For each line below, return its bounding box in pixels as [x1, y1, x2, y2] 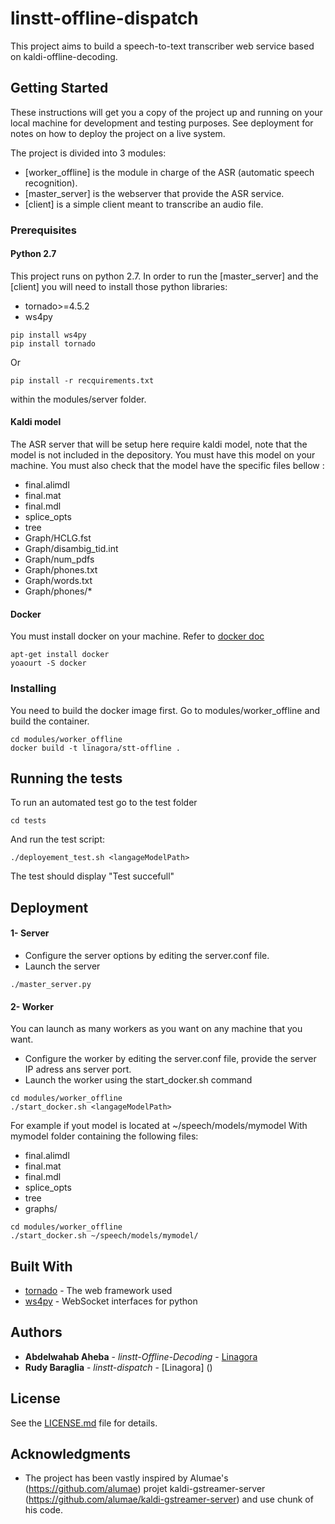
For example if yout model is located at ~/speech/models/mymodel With [10, 1120, 308, 1132]
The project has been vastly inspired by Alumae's [24, 1472, 229, 1484]
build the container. [10, 715, 90, 727]
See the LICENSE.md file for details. [10, 1417, 158, 1429]
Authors [10, 1324, 63, 1341]
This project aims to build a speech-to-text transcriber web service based [10, 40, 315, 52]
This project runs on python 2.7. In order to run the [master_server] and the [10, 270, 319, 282]
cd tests [10, 816, 47, 826]
